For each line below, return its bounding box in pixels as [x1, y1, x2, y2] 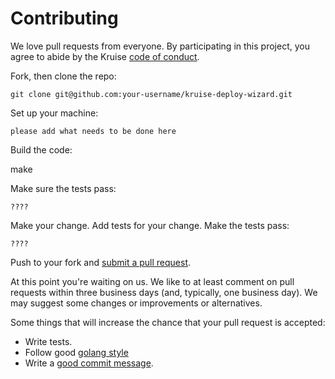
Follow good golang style [24, 346, 129, 358]
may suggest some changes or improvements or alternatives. [10, 297, 263, 309]
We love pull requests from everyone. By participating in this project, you [10, 40, 310, 52]
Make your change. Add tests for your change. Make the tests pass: [10, 219, 290, 231]
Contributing [10, 7, 119, 30]
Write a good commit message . [24, 357, 154, 369]
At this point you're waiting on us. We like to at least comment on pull [10, 275, 295, 287]
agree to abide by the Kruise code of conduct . [10, 50, 200, 62]
